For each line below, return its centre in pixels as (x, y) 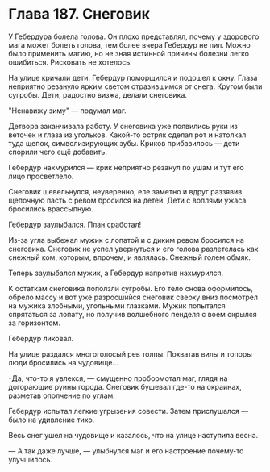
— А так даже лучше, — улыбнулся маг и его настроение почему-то (126, 451)
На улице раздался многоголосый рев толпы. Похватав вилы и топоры (130, 354)
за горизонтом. (34, 323)
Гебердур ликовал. (41, 338)
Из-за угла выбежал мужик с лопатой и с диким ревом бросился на (126, 240)
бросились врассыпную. (51, 209)
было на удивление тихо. (52, 420)
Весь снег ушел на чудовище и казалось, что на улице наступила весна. (133, 435)
